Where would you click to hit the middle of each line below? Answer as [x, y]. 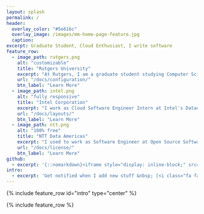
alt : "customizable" [43, 63]
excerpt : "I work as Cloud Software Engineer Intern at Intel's [100, 108]
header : [16, 23]
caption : [23, 40]
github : [16, 159]
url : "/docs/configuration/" [54, 80]
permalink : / [23, 18]
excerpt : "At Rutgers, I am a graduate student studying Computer [103, 74]
